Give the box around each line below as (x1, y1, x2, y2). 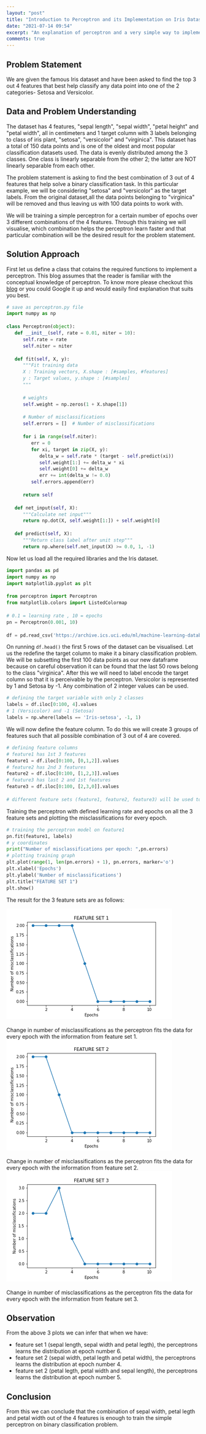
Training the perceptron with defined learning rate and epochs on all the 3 (6, 807, 193, 815)
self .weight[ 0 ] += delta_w (39, 466, 109, 472)
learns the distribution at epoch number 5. (15, 1374, 121, 1381)
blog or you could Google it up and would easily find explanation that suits (6, 285, 194, 292)
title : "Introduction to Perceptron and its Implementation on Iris (6, 16, 185, 23)
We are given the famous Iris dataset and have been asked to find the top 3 (6, 76, 196, 83)
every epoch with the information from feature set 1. (6, 1033, 138, 1040)
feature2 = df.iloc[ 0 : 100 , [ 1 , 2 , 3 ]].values (6, 770, 120, 777)
